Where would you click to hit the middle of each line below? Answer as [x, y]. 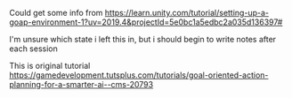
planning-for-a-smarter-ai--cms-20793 [81, 84]
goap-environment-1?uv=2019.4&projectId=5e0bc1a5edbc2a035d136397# [146, 22]
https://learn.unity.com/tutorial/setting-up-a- [187, 13]
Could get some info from [56, 13]
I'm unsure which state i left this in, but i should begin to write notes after [143, 39]
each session [33, 49]
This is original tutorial [50, 66]
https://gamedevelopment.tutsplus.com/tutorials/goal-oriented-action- [139, 75]
